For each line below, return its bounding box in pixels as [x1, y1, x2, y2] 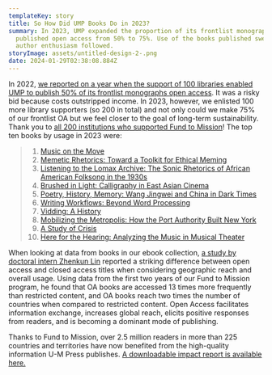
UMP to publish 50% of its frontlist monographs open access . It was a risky [8, 87, 261, 97]
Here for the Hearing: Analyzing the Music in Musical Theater [40, 232, 245, 242]
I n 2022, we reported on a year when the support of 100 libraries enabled [8, 78, 253, 89]
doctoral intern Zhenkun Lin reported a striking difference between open [8, 256, 250, 266]
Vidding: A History [40, 206, 101, 216]
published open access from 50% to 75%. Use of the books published [15, 34, 252, 43]
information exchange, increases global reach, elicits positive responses [8, 308, 249, 318]
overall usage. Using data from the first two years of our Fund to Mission [8, 273, 250, 283]
